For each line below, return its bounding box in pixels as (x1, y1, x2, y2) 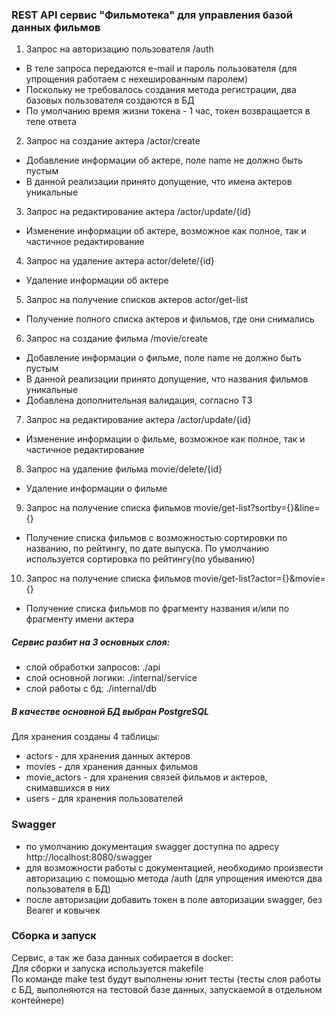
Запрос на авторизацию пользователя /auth (25, 43, 214, 55)
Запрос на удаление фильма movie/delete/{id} (25, 463, 223, 475)
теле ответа (25, 116, 77, 128)
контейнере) (11, 994, 65, 1006)
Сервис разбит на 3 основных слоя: (11, 636, 171, 648)
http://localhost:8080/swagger (25, 851, 153, 863)
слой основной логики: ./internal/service (25, 672, 198, 684)
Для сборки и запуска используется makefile (11, 962, 204, 974)
